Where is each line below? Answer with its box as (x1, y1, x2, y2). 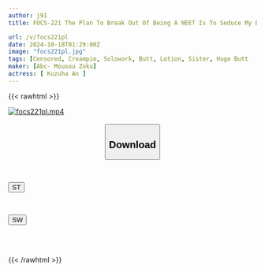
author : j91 (8, 11, 47, 20)
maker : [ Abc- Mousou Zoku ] (8, 62, 97, 71)
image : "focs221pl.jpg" (8, 48, 87, 56)
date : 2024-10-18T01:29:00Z (8, 40, 101, 48)
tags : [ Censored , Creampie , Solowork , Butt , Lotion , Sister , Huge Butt (8, 55, 248, 63)
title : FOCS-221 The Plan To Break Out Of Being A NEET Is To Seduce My (8, 19, 252, 27)
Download (109, 139, 156, 151)
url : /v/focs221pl (8, 33, 69, 41)
